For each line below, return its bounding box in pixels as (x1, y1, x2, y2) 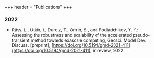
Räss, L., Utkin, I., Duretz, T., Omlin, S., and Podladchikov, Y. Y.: (11, 27, 139, 33)
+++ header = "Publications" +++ (4, 4, 72, 10)
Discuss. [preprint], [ (11, 43, 53, 48)
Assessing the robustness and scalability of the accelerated (11, 32, 132, 38)
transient (11, 37, 30, 43)
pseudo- (133, 32, 150, 38)
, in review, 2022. (90, 48, 125, 54)
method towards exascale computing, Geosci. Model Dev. (30, 37, 147, 43)
